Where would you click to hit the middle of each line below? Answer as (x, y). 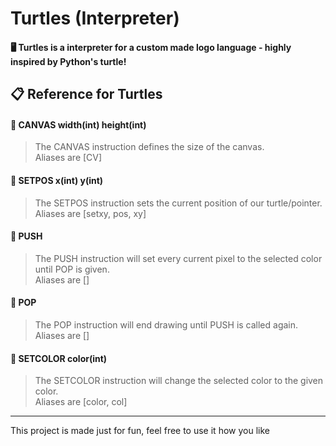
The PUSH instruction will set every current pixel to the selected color (178, 258)
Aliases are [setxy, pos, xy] (90, 213)
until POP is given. (72, 269)
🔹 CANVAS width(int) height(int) (78, 124)
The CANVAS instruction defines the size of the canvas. (149, 147)
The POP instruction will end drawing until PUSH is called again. (166, 324)
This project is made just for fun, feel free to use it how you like (140, 431)
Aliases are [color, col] (81, 402)
